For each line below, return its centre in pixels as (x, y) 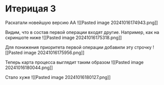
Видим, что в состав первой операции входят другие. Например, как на (82, 32)
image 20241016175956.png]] (54, 52)
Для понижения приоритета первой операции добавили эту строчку (79, 47)
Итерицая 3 (31, 9)
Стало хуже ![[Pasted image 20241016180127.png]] (58, 77)
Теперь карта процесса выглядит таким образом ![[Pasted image (74, 62)
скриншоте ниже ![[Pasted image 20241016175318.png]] (64, 37)
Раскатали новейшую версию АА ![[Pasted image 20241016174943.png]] (82, 22)
